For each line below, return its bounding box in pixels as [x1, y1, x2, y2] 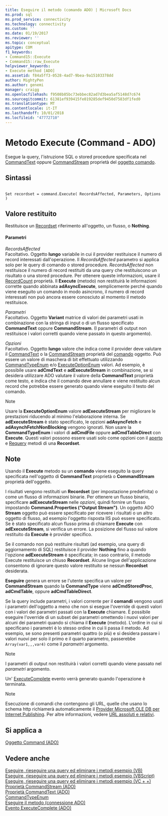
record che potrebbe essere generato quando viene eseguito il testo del [5, 383, 154, 389]
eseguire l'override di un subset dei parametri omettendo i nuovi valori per [5, 614, 159, 620]
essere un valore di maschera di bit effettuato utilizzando [5, 356, 123, 362]
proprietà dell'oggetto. [5, 479, 52, 485]
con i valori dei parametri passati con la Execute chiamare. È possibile [5, 609, 151, 615]
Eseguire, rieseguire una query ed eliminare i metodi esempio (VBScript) [5, 773, 155, 779]
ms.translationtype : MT [5, 101, 55, 106]
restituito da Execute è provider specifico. [5, 532, 93, 538]
